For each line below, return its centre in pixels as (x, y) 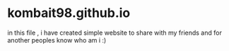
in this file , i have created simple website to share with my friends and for (115, 33)
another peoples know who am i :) (57, 40)
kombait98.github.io (69, 13)
